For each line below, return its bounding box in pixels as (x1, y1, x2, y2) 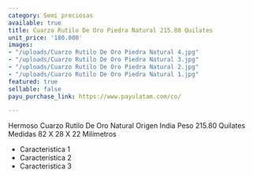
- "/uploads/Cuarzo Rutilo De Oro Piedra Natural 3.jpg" (8, 56, 199, 64)
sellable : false (8, 85, 61, 93)
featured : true (8, 77, 58, 85)
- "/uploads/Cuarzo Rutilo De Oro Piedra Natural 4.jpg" (8, 48, 199, 56)
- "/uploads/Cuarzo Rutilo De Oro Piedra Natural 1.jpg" (8, 70, 199, 78)
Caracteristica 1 (19, 145, 71, 154)
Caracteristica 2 (19, 153, 73, 163)
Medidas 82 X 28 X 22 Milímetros (8, 130, 117, 139)
